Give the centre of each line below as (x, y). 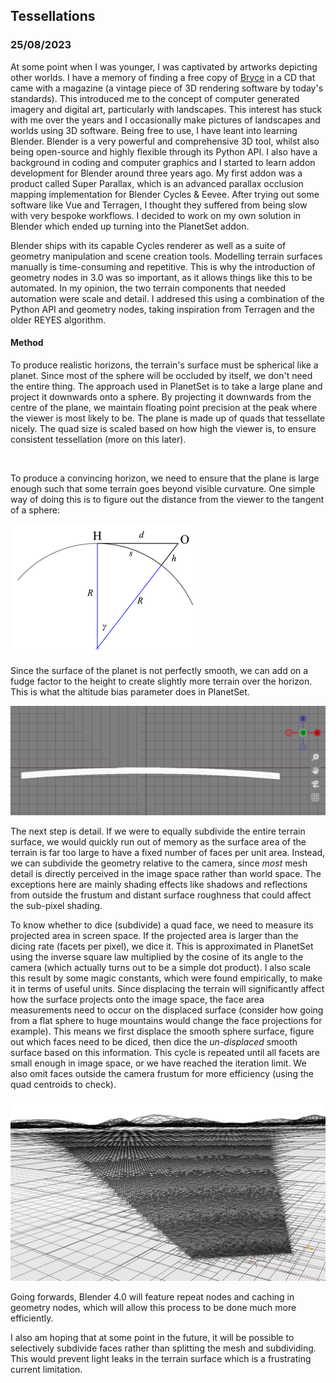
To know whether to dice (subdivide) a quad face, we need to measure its (162, 925)
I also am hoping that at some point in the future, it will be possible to (152, 1338)
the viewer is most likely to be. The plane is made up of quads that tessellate (168, 418)
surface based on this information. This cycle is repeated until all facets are (165, 1053)
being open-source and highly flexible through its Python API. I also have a (164, 151)
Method (27, 343)
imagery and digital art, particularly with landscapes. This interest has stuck (166, 109)
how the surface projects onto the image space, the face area (137, 1000)
